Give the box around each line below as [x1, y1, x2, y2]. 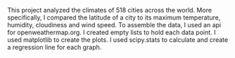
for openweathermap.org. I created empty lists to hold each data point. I [7, 28, 216, 36]
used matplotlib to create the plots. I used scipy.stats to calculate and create [7, 36, 229, 44]
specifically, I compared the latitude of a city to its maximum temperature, [7, 13, 221, 22]
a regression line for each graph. [7, 43, 102, 51]
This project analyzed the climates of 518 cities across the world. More [7, 6, 212, 14]
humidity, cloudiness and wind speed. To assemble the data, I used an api [7, 21, 222, 29]
